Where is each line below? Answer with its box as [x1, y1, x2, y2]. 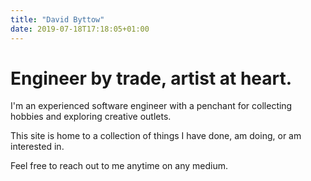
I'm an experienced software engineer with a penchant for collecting [10, 100, 293, 112]
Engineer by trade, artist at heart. [10, 67, 293, 90]
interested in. [10, 141, 65, 153]
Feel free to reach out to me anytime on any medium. [10, 160, 228, 172]
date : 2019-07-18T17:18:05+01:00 [10, 24, 150, 34]
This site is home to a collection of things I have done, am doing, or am [10, 130, 302, 142]
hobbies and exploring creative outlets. [10, 111, 172, 123]
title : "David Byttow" [10, 14, 105, 25]
